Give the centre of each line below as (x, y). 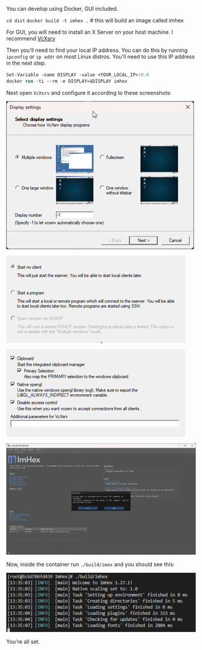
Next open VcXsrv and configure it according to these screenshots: (89, 92)
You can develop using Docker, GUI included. (62, 9)
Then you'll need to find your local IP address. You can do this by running (97, 50)
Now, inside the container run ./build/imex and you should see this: (90, 564)
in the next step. (26, 63)
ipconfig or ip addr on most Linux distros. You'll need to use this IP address (101, 56)
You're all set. (23, 642)
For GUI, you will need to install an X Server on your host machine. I (90, 32)
